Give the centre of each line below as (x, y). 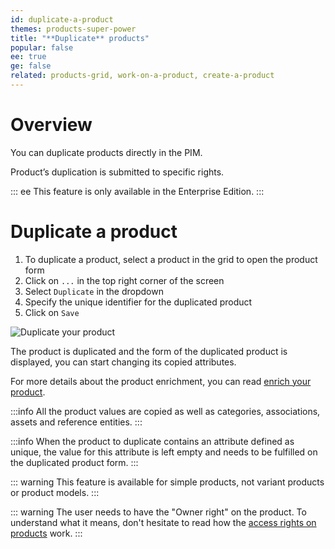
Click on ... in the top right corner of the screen (124, 280)
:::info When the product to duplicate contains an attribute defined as (152, 441)
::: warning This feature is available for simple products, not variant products (167, 482)
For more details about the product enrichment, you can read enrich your (161, 381)
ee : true (28, 57)
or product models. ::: (55, 492)
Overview (51, 125)
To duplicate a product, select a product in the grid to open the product (171, 259)
